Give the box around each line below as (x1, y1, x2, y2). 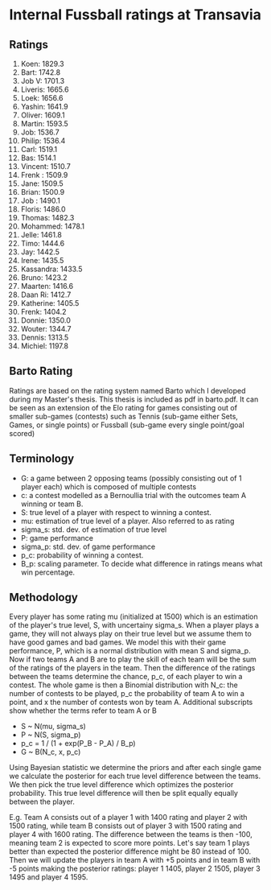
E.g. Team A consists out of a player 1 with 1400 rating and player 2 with (9, 813, 248, 822)
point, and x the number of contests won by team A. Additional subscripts (9, 698, 253, 707)
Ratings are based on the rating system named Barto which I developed (9, 385, 246, 395)
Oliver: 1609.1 (20, 110, 65, 120)
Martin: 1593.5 (20, 119, 69, 128)
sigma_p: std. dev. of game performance (20, 542, 156, 551)
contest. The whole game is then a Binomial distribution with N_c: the (9, 680, 238, 690)
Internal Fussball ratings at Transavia (9, 6, 262, 24)
